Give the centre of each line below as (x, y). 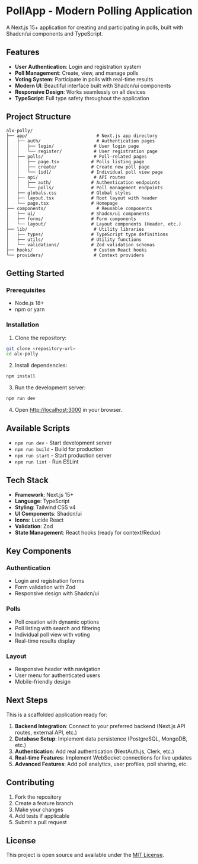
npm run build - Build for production (59, 449)
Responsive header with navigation (58, 669)
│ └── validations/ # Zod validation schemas (81, 244)
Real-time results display (45, 641)
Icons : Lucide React (39, 520)
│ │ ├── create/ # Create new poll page (78, 167)
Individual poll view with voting (52, 634)
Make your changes (39, 809)
